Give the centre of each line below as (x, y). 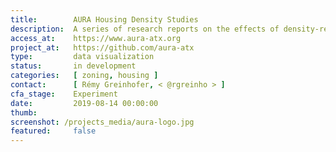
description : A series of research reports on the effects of (145, 29)
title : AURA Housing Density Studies (104, 19)
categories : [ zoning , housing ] (84, 76)
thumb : (24, 112)
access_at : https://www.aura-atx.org (96, 38)
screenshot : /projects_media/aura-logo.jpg (102, 122)
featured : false (53, 131)
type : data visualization (82, 57)
